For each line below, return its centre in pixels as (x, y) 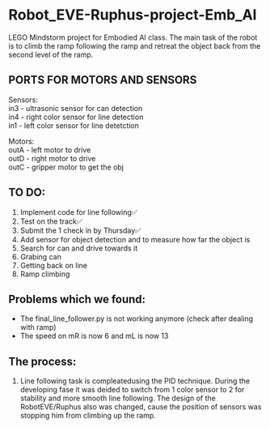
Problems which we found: (77, 299)
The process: (42, 361)
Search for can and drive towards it (79, 248)
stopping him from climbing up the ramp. (88, 416)
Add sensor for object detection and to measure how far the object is (135, 239)
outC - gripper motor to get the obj (66, 167)
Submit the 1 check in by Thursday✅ (80, 230)
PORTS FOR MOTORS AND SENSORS (103, 80)
